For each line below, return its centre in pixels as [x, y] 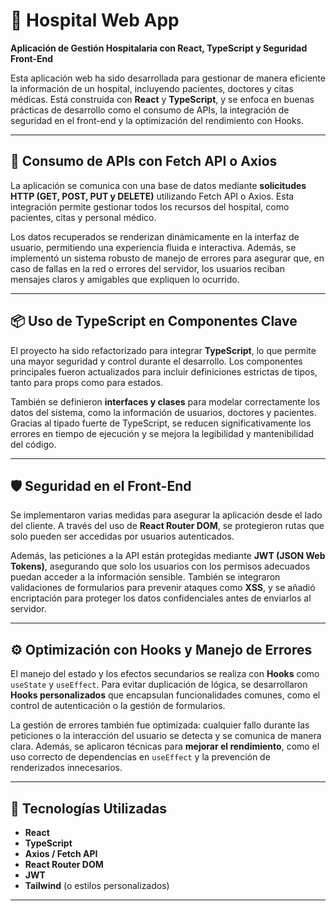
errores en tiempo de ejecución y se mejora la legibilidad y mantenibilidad [162, 433]
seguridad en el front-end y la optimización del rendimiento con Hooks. [157, 120]
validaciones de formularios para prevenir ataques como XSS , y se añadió [163, 588]
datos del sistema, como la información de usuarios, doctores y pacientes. [163, 412]
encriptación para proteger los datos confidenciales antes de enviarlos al [161, 598]
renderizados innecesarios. [66, 768]
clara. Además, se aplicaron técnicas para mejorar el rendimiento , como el [165, 746]
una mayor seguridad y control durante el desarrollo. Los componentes [156, 361]
